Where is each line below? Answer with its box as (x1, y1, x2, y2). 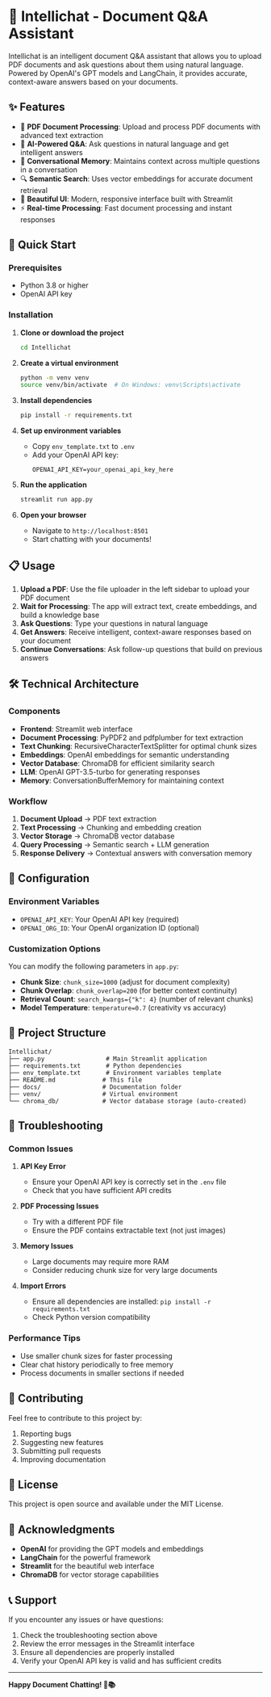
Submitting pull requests (19, 1446, 102, 1455)
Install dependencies (19, 396, 93, 405)
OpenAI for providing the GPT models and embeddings (19, 1544, 204, 1554)
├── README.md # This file (8, 1076, 143, 1084)
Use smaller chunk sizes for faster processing (19, 1350, 173, 1360)
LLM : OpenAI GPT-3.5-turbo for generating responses (19, 767, 200, 776)
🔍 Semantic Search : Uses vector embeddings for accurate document (19, 174, 253, 183)
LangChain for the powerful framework (19, 1552, 152, 1562)
